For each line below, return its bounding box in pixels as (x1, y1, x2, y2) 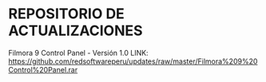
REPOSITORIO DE (8, 5, 125, 23)
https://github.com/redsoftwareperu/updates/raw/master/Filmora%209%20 (8, 57, 258, 66)
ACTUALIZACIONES (8, 21, 143, 40)
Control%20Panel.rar (8, 64, 78, 74)
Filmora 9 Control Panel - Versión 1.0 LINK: (8, 48, 149, 57)
